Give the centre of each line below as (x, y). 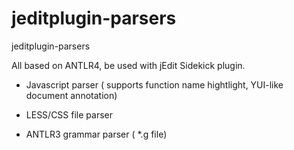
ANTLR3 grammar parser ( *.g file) (96, 134)
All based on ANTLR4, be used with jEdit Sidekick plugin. (128, 65)
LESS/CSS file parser (69, 114)
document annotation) (71, 95)
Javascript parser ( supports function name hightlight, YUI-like (154, 84)
